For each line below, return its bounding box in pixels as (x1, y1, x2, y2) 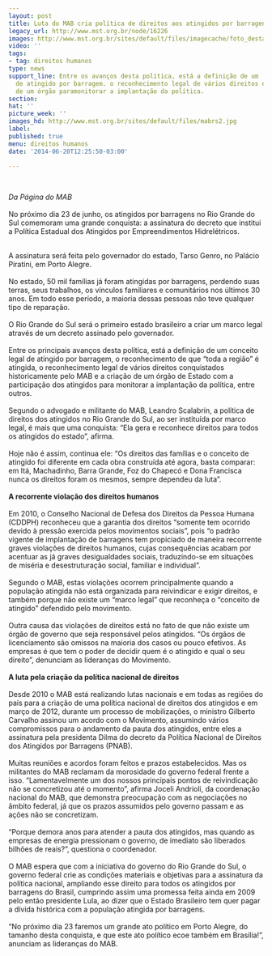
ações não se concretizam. (8, 810, 99, 820)
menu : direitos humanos (8, 139, 89, 148)
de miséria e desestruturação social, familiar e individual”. (8, 560, 201, 571)
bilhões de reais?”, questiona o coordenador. (8, 844, 158, 854)
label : (8, 125, 31, 133)
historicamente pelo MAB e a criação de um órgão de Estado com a (8, 372, 234, 381)
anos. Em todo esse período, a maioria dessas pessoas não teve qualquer (8, 294, 255, 304)
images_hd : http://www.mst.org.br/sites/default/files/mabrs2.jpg (8, 117, 237, 125)
